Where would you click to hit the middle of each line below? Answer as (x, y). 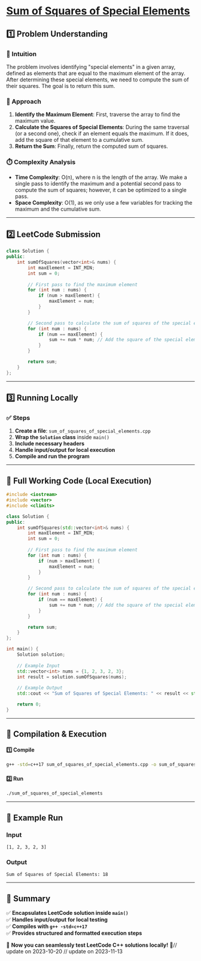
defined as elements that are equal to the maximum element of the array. (96, 73)
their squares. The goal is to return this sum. (61, 86)
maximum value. (35, 121)
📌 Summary (28, 898)
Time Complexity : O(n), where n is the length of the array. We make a (101, 177)
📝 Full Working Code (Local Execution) (79, 481)
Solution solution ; (41, 655)
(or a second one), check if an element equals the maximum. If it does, (102, 133)
